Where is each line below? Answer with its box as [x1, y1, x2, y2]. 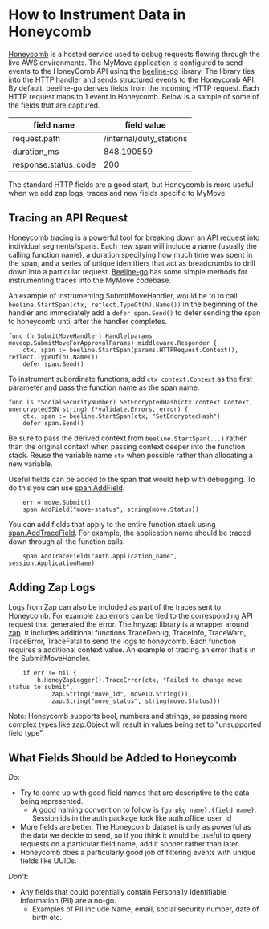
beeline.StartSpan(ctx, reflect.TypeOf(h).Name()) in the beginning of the [8, 299, 259, 309]
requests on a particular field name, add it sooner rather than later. [19, 839, 240, 849]
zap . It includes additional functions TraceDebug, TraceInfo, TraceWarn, [8, 627, 247, 637]
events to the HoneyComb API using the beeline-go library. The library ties [8, 66, 255, 75]
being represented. [19, 797, 84, 806]
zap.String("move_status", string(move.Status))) [51, 696, 221, 705]
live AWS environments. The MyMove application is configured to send [8, 58, 243, 67]
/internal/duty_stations [103, 132, 188, 144]
